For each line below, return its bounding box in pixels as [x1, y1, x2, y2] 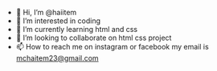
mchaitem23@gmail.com [15, 53, 99, 63]
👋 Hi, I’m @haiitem [15, 8, 77, 17]
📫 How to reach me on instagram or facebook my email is [15, 42, 209, 51]
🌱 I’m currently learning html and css [15, 25, 138, 34]
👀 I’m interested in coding [15, 16, 101, 26]
